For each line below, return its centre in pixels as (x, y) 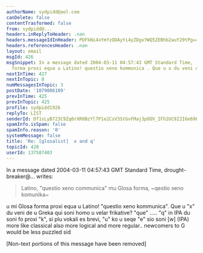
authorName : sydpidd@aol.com (43, 12)
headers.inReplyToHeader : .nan (46, 34)
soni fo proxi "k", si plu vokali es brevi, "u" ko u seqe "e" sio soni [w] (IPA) (98, 219)
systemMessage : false (34, 136)
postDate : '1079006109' (36, 91)
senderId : (19, 119)
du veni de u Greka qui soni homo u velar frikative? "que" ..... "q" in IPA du (98, 212)
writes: (44, 176)
